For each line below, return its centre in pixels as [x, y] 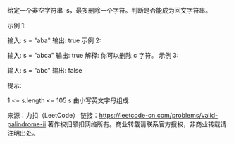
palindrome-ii [27, 124]
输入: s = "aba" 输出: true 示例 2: [54, 40]
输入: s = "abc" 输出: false [45, 70]
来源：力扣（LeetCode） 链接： [54, 115]
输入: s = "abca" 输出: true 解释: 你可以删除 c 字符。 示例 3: [93, 55]
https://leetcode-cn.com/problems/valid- [159, 115]
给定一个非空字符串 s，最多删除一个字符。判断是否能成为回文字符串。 [110, 10]
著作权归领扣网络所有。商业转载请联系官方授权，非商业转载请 [137, 124]
